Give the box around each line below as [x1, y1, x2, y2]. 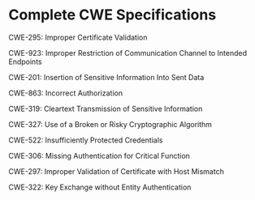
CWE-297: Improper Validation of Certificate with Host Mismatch [8, 166, 225, 176]
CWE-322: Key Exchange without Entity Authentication [8, 182, 192, 192]
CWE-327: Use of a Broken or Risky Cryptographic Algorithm [8, 119, 213, 129]
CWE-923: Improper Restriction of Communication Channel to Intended [8, 48, 248, 57]
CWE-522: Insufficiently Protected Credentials [8, 135, 163, 145]
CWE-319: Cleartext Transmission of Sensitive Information [8, 104, 203, 113]
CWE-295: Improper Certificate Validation [8, 32, 148, 42]
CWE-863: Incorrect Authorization [8, 87, 123, 98]
